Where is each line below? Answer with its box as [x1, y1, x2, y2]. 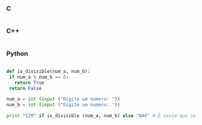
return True [14, 79, 45, 86]
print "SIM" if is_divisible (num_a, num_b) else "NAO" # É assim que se [6, 113, 197, 119]
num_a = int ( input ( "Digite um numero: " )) [6, 96, 120, 103]
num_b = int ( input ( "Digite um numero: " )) [6, 102, 120, 108]
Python [6, 49, 28, 58]
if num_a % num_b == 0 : [8, 74, 69, 80]
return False [8, 85, 42, 92]
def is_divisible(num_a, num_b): [6, 68, 91, 74]
